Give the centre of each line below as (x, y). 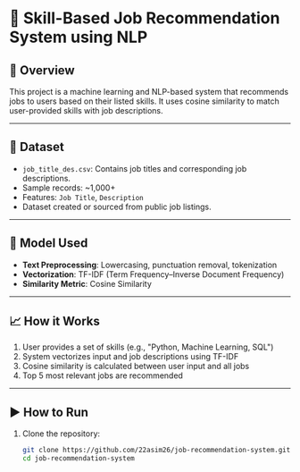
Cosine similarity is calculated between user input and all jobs (136, 367)
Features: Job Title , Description (83, 197)
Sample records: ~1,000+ (69, 188)
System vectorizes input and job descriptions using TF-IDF (130, 357)
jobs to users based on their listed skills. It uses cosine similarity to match (144, 101)
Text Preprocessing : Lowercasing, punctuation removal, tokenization (150, 265)
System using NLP (79, 37)
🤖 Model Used (49, 244)
